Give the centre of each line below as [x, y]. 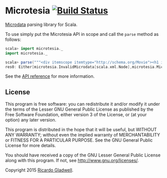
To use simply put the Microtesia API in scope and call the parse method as [82, 34]
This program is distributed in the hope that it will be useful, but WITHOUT [81, 130]
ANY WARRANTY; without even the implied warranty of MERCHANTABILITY [83, 135]
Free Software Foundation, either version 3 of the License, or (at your [76, 115]
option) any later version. [31, 120]
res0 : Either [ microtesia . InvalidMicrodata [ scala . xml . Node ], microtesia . [81, 67]
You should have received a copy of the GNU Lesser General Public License [83, 155]
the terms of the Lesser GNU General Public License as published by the [79, 109]
